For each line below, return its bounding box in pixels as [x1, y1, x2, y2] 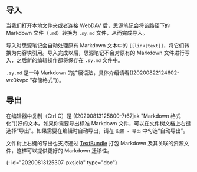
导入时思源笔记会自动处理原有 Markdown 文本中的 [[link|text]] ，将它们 [6, 41, 185, 48]
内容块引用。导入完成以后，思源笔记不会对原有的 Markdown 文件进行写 [16, 49, 190, 56]
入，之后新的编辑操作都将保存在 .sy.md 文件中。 [6, 56, 123, 63]
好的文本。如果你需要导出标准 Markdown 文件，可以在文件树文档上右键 [17, 119, 191, 126]
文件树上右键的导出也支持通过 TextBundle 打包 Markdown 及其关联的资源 [6, 139, 184, 147]
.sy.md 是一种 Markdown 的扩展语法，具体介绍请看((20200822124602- [6, 69, 180, 76]
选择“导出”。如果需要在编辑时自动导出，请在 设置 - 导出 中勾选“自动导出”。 [6, 127, 189, 134]
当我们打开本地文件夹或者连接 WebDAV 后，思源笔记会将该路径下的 [6, 22, 170, 29]
